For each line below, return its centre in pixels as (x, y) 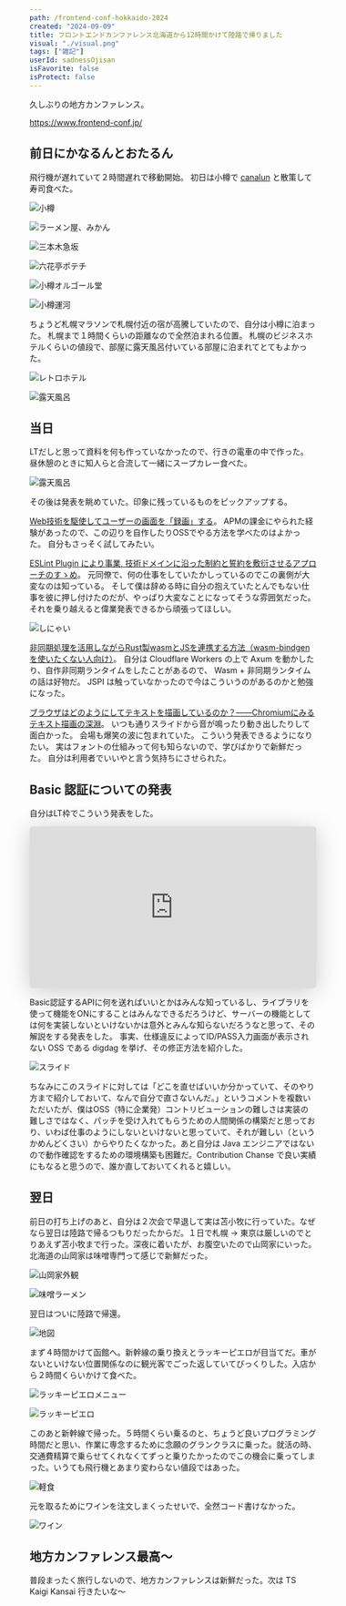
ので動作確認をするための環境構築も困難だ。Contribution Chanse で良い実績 (173, 1154)
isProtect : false (62, 77)
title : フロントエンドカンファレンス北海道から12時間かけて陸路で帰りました (156, 35)
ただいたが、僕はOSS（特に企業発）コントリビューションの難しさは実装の (169, 1109)
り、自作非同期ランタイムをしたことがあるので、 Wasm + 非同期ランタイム (170, 670)
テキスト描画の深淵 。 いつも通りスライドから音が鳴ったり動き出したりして (170, 724)
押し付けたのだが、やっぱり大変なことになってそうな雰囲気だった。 (188, 598)
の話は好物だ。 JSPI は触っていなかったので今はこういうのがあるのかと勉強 (172, 682)
